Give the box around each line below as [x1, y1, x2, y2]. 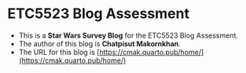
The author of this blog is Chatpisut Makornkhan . [18, 38, 182, 48]
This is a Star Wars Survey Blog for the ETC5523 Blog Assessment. [18, 31, 239, 40]
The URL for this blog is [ [18, 47, 100, 57]
